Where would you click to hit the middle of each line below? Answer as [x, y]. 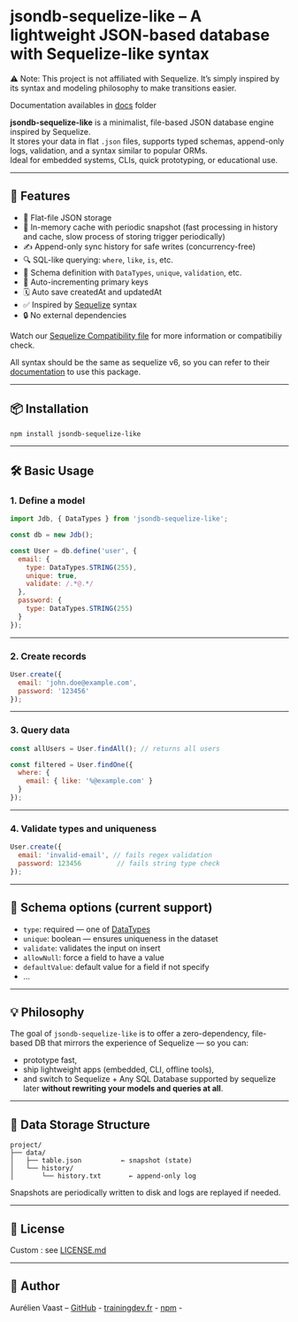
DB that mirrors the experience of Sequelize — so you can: [141, 1043]
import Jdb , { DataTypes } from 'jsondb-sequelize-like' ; [119, 519]
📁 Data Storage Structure [80, 1125]
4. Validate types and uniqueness [84, 828]
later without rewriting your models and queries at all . [123, 1089]
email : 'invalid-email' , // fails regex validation [115, 856]
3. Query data [40, 731]
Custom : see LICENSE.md [58, 1250]
